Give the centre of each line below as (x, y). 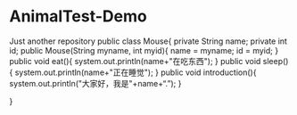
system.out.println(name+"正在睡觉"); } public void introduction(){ (136, 72)
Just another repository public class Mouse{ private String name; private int (148, 41)
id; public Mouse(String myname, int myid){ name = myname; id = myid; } (144, 50)
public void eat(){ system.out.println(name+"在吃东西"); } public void (135, 61)
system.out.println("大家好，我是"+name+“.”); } (95, 83)
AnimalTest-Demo (78, 16)
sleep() (276, 61)
